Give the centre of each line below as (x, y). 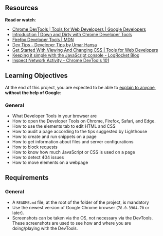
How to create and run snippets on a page (54, 137)
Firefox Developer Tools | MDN (43, 39)
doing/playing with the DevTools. (45, 228)
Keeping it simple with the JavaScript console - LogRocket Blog (76, 55)
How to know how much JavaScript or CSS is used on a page (73, 152)
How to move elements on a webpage (50, 162)
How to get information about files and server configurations (73, 141)
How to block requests (35, 147)
